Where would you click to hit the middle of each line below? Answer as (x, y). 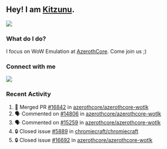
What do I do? (26, 39)
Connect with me (31, 67)
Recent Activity (29, 94)
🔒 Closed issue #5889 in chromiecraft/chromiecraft (76, 131)
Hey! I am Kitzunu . (40, 10)
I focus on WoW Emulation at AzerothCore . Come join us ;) (76, 52)
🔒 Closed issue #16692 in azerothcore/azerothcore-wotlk (83, 140)
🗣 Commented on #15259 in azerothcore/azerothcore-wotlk (88, 122)
